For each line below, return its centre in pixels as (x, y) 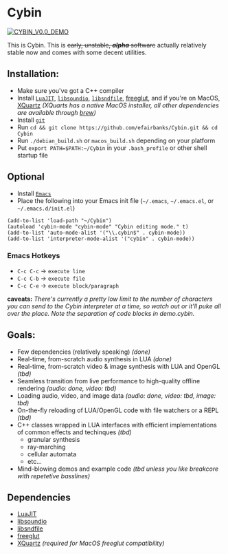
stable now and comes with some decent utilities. (77, 52)
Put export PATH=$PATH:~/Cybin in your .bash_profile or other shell (112, 148)
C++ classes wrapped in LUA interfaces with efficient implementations (117, 425)
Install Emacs (34, 193)
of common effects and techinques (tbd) (74, 432)
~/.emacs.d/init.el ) (46, 208)
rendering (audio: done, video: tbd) (67, 388)
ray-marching (46, 447)
